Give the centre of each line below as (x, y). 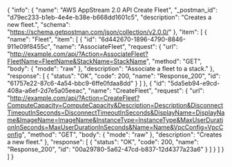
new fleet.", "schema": (39, 24)
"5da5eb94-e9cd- (194, 83)
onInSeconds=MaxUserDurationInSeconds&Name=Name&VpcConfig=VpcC (115, 127)
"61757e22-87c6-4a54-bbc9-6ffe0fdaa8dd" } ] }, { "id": (87, 83)
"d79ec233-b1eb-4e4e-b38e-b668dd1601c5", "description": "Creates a (109, 17)
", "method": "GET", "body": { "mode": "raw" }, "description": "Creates (122, 135)
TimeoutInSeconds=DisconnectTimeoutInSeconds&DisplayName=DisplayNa (116, 112)
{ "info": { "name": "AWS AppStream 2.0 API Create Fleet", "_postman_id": (112, 10)
